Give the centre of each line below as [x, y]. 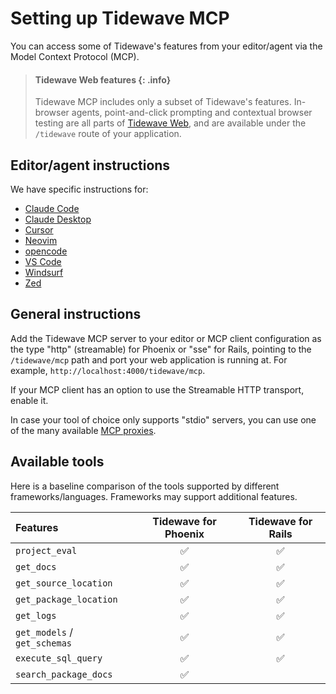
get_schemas [44, 643]
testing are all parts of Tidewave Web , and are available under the [170, 123]
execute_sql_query [59, 658]
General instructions [76, 314]
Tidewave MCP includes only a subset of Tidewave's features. [163, 102]
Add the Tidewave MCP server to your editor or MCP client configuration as [166, 338]
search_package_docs [64, 674]
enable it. [29, 400]
